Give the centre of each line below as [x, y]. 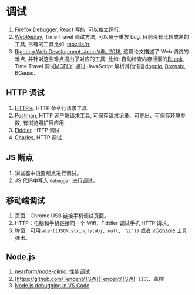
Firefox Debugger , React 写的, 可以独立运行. [68, 29]
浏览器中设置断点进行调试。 [48, 173]
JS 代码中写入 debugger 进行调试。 [56, 180]
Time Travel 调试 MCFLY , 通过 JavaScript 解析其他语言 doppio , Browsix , [100, 66]
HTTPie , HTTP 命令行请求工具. [52, 108]
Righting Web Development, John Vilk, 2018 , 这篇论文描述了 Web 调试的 [102, 51]
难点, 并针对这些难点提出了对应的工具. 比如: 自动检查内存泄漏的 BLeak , [99, 59]
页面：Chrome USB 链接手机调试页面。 [62, 216]
